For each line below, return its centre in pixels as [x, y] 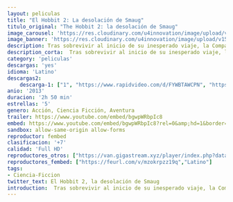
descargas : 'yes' [32, 65]
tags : [15, 168]
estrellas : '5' [29, 104]
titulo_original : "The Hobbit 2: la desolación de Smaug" [93, 26]
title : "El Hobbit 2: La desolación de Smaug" [76, 20]
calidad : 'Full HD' [35, 149]
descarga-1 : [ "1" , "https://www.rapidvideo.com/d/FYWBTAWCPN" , [113, 85]
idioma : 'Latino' [32, 71]
